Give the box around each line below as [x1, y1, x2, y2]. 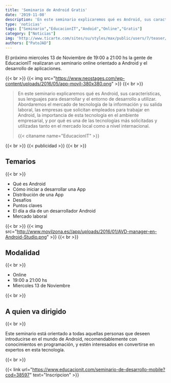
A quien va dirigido [5, 307, 67, 316]
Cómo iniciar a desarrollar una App [12, 186, 86, 192]
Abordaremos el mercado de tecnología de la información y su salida [17, 101, 162, 107]
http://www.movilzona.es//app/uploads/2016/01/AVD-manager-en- [17, 228, 157, 234]
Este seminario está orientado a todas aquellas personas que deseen [5, 331, 150, 337]
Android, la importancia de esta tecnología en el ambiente [17, 112, 139, 118]
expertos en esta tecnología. [5, 347, 65, 353]
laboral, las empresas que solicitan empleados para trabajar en [17, 106, 150, 112]
